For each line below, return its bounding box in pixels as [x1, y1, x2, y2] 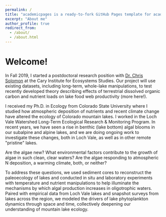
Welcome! [5, 56, 48, 67]
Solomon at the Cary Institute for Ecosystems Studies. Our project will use [5, 78, 156, 84]
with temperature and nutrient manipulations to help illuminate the [5, 180, 139, 186]
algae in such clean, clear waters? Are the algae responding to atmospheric [5, 154, 159, 161]
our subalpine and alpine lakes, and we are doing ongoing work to [5, 129, 139, 135]
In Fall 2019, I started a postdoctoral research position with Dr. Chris [5, 72, 143, 78]
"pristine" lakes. [5, 139, 38, 146]
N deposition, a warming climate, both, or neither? [5, 160, 107, 166]
